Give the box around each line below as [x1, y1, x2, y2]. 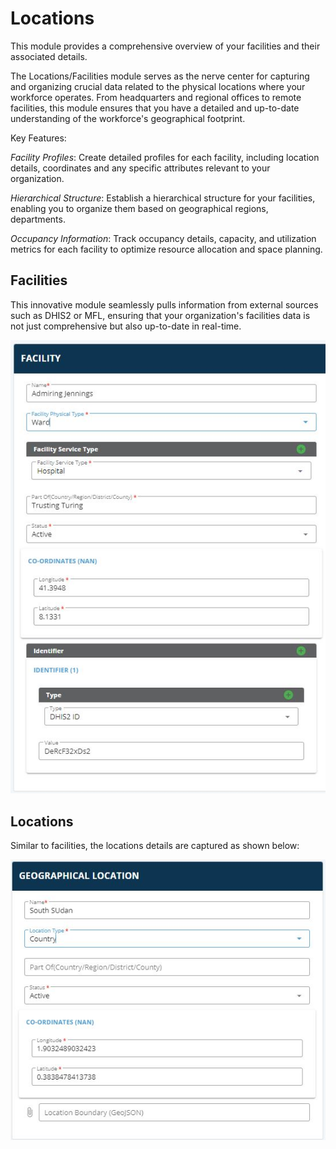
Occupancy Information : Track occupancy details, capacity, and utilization [10, 232, 317, 244]
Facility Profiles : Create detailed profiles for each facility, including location [10, 151, 320, 163]
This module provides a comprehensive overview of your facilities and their [10, 40, 321, 52]
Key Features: [10, 132, 67, 144]
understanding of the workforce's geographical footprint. [10, 112, 246, 124]
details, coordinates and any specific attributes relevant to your [10, 162, 271, 174]
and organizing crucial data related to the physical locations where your [10, 80, 306, 92]
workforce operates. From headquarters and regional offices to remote [10, 91, 302, 103]
